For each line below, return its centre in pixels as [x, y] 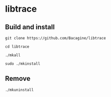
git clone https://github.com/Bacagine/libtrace [55, 38]
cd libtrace [17, 47]
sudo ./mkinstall [23, 64]
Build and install [30, 27]
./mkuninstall [20, 90]
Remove [18, 79]
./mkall [13, 55]
